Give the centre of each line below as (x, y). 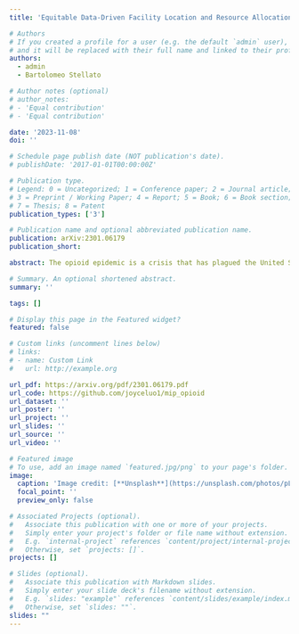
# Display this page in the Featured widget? (95, 319)
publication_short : (45, 247)
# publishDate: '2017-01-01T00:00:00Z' (83, 165)
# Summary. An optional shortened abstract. (93, 279)
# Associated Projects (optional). (75, 516)
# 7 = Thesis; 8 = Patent (57, 206)
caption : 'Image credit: (63, 484)
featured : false (39, 328)
